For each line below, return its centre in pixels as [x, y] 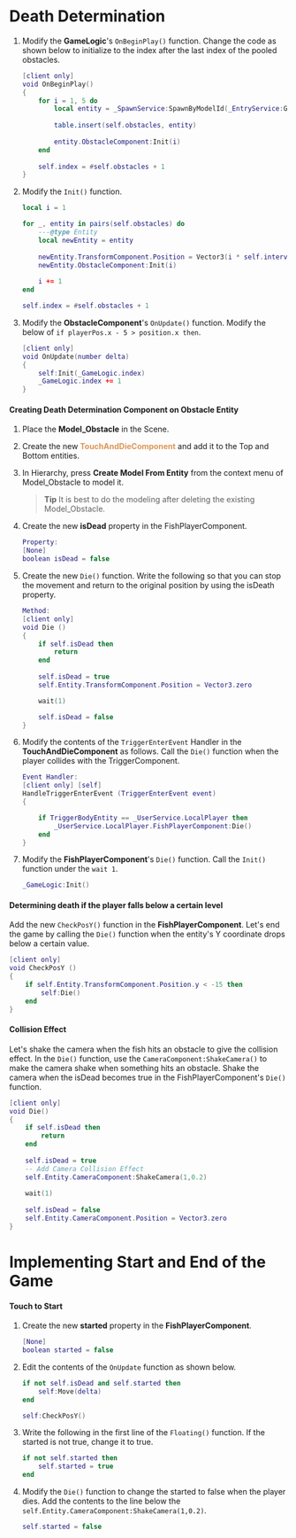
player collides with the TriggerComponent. [101, 761]
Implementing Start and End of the [138, 1262]
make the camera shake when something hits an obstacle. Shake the [134, 1068]
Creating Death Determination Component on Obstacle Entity [124, 409]
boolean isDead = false [66, 559]
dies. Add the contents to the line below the [101, 1501]
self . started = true [76, 1467]
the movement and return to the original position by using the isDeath [148, 586]
